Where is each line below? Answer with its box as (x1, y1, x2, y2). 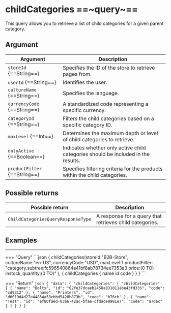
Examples (5, 236, 37, 244)
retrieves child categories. (96, 218, 159, 226)
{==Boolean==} (8, 153, 45, 160)
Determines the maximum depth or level (63, 130, 158, 137)
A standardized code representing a (63, 100, 149, 107)
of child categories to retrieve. (63, 136, 135, 143)
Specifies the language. (63, 89, 119, 97)
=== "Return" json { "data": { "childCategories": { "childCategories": (5, 280, 163, 287)
